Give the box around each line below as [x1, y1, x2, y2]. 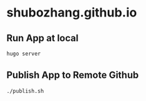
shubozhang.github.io [6, 5, 138, 21]
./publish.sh [6, 87, 44, 94]
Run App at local [6, 32, 79, 44]
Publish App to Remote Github [6, 69, 139, 81]
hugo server [6, 50, 41, 57]
